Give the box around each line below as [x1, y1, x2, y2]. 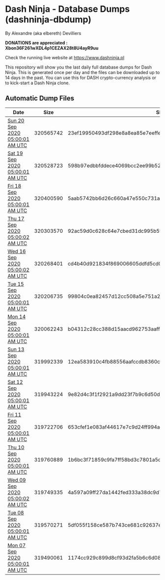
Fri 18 [7, 182, 22, 189]
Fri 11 [7, 411, 22, 418]
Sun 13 [7, 346, 25, 353]
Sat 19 [7, 149, 23, 156]
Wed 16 [7, 248, 26, 254]
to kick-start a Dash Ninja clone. [5, 80, 70, 86]
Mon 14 [7, 313, 26, 320]
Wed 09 [7, 476, 26, 483]
